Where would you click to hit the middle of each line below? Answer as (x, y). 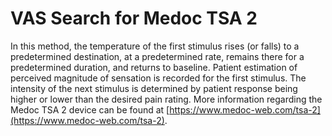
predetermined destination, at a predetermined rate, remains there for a (157, 56)
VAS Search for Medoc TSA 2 (134, 18)
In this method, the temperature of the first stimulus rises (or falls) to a (155, 46)
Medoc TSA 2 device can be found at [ (90, 109)
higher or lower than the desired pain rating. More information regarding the (166, 99)
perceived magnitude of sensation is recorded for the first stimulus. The (158, 78)
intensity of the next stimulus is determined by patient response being (154, 88)
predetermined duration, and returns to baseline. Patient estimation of (154, 67)
